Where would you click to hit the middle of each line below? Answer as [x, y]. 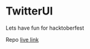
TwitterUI [29, 11]
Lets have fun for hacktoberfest [45, 28]
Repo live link [22, 39]
